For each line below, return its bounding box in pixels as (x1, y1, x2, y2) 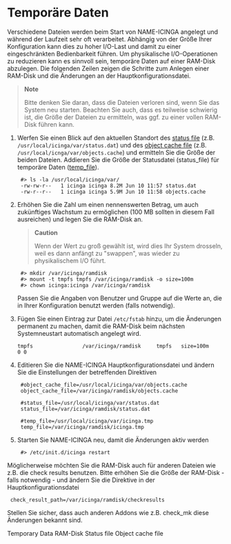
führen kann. (38, 120, 74, 128)
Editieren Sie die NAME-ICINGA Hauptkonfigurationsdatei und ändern (17, 361, 215, 369)
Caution (34, 228, 59, 236)
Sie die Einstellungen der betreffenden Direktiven (17, 367, 157, 376)
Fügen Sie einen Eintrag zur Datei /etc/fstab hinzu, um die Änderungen (17, 314, 222, 323)
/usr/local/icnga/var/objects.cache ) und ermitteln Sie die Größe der (17, 148, 216, 157)
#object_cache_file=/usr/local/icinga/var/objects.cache (20, 381, 188, 388)
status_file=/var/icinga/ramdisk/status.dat (20, 405, 150, 412)
